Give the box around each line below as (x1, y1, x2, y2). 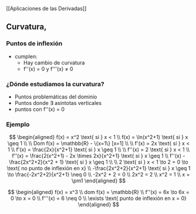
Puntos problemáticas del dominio (14, 93, 97, 100)
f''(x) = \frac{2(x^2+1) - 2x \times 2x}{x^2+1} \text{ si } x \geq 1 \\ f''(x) (12, 152, 182, 159)
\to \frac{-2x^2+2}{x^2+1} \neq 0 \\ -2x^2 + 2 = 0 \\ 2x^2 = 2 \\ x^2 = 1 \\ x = (7, 171, 190, 178)
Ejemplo (6, 120, 30, 128)
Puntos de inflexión (6, 39, 63, 47)
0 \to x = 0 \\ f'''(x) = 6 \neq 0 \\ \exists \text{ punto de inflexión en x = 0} (11, 195, 187, 202)
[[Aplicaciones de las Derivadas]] (6, 5, 87, 12)
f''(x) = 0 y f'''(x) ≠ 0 (23, 65, 73, 72)
